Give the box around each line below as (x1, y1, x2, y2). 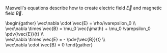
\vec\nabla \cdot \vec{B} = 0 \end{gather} (5, 42, 93, 48)
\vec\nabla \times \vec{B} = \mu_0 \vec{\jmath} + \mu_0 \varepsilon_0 (5, 25, 151, 32)
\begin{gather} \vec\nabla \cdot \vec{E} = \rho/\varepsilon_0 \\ (5, 20, 136, 26)
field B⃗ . (5, 10, 23, 16)
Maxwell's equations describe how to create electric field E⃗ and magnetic (5, 5, 162, 11)
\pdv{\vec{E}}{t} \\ (5, 31, 44, 37)
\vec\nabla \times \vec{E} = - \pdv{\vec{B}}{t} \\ (5, 36, 105, 42)
